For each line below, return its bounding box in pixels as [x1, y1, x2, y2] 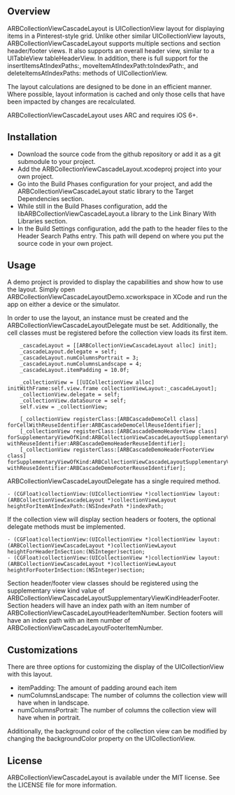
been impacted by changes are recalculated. [7, 97, 136, 106]
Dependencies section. [17, 194, 85, 202]
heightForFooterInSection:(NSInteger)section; [7, 567, 145, 574]
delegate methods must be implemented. [7, 523, 126, 531]
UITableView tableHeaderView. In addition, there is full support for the [7, 54, 208, 62]
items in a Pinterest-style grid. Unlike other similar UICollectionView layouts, [7, 32, 226, 40]
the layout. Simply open [7, 285, 76, 293]
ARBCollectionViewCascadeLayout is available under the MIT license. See [7, 773, 220, 782]
